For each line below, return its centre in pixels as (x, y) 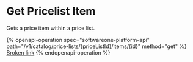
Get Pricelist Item (51, 11)
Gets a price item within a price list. (51, 28)
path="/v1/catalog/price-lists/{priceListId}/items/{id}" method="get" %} (97, 46)
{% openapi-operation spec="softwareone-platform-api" (78, 40)
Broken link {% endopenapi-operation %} (58, 52)
